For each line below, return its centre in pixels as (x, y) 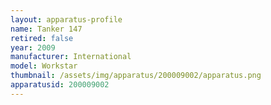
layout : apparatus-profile (66, 19)
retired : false (42, 38)
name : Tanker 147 (46, 29)
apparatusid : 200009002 (60, 85)
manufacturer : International (71, 57)
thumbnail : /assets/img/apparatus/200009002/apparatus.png (136, 76)
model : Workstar (44, 66)
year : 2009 (33, 47)
